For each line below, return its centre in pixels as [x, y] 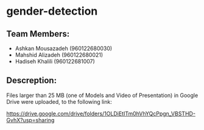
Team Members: [38, 34]
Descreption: [31, 81]
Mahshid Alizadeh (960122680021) [59, 55]
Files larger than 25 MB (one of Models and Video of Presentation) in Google [102, 95]
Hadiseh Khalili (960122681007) [55, 61]
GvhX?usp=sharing [30, 120]
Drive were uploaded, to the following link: [59, 101]
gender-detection [52, 11]
